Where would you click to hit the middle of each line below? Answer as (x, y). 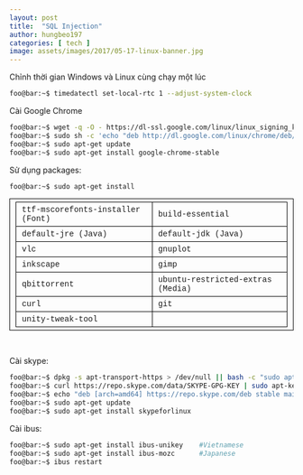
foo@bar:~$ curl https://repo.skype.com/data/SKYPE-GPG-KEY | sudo (139, 386)
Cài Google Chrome (46, 111)
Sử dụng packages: (46, 170)
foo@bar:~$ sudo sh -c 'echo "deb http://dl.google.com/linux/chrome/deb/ (153, 135)
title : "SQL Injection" (56, 26)
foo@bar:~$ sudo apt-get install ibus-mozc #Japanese (123, 453)
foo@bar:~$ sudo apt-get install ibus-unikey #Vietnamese (127, 445)
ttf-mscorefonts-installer (82, 210)
